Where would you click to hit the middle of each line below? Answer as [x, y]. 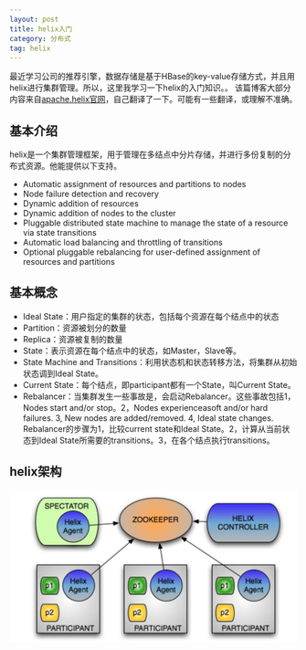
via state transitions [60, 233]
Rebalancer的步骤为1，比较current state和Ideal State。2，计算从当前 [152, 428]
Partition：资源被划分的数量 [74, 328]
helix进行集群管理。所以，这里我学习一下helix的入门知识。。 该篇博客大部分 [150, 88]
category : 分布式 [40, 38]
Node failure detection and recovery [91, 194]
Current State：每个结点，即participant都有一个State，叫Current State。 [159, 384]
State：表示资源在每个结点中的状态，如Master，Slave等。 [132, 351]
